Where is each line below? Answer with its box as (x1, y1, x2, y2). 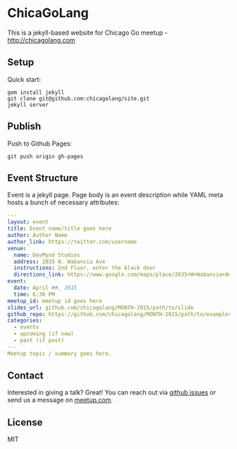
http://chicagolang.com (7, 35, 75, 44)
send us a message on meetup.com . (7, 396, 113, 404)
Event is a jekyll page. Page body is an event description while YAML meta (7, 191, 224, 199)
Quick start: (7, 75, 41, 83)
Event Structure (7, 172, 78, 184)
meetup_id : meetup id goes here (7, 297, 102, 305)
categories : (7, 317, 42, 325)
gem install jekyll (7, 88, 65, 96)
